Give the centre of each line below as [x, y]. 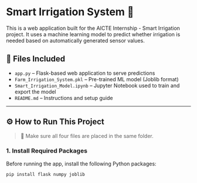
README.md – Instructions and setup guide [64, 98]
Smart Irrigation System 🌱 [70, 12]
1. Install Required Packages [47, 151]
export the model [35, 91]
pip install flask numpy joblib [45, 174]
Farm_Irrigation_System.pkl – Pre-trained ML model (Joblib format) [96, 79]
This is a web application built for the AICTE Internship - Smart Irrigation [93, 28]
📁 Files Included [36, 59]
